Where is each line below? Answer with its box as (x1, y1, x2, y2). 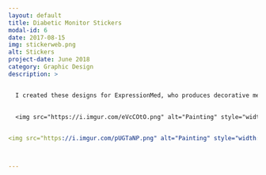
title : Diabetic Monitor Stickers (8, 19, 123, 27)
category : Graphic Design (8, 63, 93, 71)
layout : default (8, 11, 62, 20)
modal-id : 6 (8, 26, 47, 34)
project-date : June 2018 (8, 56, 90, 64)
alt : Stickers (8, 48, 55, 56)
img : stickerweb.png (8, 41, 77, 49)
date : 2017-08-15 (8, 33, 66, 42)
